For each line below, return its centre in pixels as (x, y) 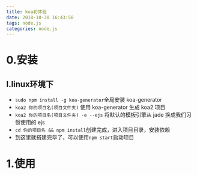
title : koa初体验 (26, 12)
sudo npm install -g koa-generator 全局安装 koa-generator (88, 100)
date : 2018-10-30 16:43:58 (40, 17)
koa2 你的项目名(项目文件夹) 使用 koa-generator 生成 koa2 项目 (90, 107)
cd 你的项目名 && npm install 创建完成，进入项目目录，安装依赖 (92, 130)
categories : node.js (32, 29)
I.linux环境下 (30, 84)
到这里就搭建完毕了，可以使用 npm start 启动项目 (74, 137)
